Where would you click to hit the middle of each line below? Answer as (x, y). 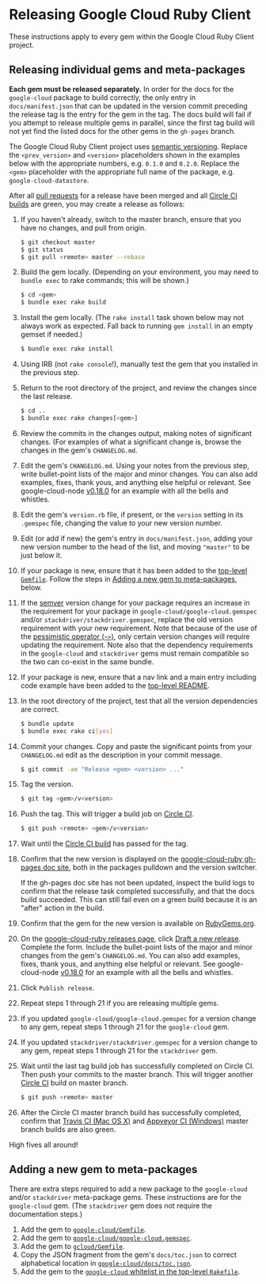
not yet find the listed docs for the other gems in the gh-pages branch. (122, 131)
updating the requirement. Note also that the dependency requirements (137, 644)
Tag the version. (47, 784)
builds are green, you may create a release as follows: (97, 204)
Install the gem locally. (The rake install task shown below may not (132, 318)
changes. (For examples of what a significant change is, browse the (131, 441)
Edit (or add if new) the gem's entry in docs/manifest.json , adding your (137, 538)
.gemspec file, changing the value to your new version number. (121, 523)
